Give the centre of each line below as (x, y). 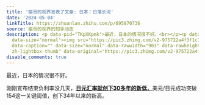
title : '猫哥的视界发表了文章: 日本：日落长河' (60, 12)
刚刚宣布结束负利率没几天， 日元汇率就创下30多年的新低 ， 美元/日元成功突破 (102, 88)
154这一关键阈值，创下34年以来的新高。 (57, 95)
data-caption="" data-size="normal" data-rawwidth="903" (86, 46)
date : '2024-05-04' (31, 18)
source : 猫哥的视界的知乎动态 (40, 29)
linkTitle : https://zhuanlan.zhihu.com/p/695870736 (73, 23)
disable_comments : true (37, 57)
